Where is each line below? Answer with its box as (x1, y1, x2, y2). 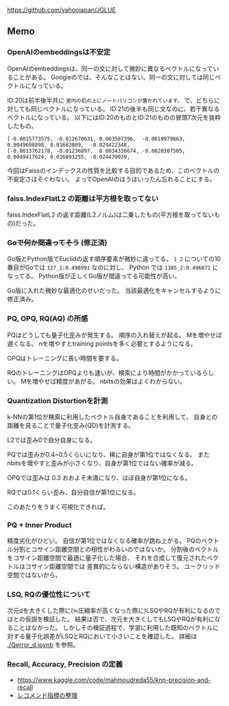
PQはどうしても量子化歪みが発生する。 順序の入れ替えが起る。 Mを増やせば (7, 330, 223, 339)
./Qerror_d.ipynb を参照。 (7, 641, 80, 649)
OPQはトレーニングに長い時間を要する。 (7, 354, 123, 362)
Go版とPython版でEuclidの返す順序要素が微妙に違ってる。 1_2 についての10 (7, 255, 221, 263)
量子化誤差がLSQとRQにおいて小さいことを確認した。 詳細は (25, 632, 197, 640)
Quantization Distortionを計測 (7, 395, 108, 405)
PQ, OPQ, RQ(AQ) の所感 (7, 314, 88, 324)
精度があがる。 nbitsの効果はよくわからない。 (56, 377, 186, 385)
